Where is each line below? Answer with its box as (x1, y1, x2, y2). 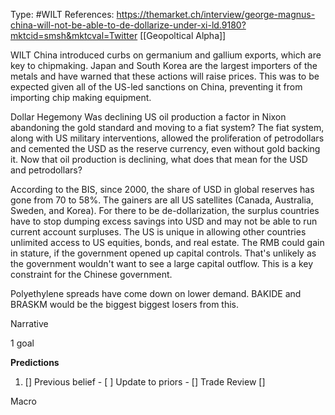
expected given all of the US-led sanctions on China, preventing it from (10, 81, 303, 93)
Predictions (10, 357, 60, 368)
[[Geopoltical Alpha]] (139, 30, 227, 41)
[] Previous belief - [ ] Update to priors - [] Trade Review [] (24, 376, 266, 388)
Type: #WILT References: (10, 9, 115, 20)
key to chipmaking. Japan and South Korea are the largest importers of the (10, 60, 318, 71)
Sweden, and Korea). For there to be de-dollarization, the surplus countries (10, 205, 320, 216)
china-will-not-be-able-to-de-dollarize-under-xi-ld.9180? (10, 19, 247, 31)
